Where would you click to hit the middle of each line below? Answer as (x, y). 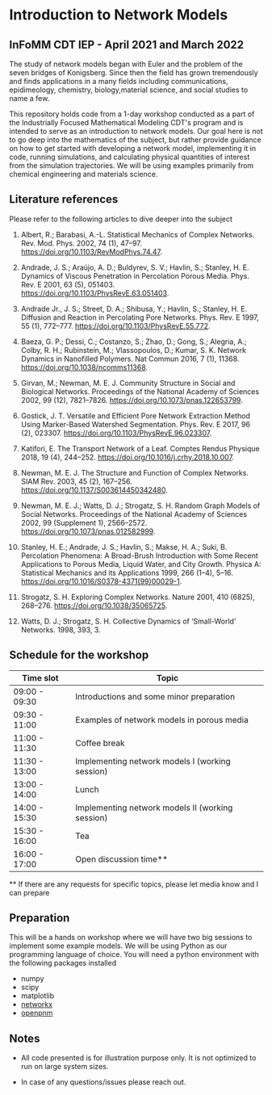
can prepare (29, 892)
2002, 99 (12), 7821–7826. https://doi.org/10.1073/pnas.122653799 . (132, 400)
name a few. (29, 98)
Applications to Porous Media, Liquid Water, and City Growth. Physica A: (141, 564)
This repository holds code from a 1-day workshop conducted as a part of (132, 114)
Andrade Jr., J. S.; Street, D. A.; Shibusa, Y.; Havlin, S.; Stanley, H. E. (134, 308)
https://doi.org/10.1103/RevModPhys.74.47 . (92, 251)
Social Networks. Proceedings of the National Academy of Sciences (134, 514)
